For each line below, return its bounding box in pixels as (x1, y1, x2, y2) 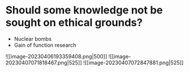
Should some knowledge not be (5, 4, 163, 17)
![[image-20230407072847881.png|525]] (83, 59, 184, 66)
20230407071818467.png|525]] (5, 59, 82, 66)
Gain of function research (14, 42, 77, 49)
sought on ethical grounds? (5, 16, 143, 29)
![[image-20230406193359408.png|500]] (5, 53, 107, 60)
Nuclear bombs (14, 35, 52, 42)
